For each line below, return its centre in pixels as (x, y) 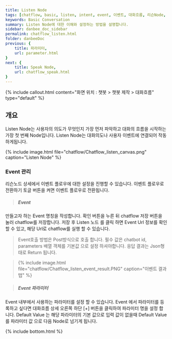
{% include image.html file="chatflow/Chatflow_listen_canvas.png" (76, 152)
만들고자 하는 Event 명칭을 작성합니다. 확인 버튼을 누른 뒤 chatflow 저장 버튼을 (84, 216)
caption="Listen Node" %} (33, 157)
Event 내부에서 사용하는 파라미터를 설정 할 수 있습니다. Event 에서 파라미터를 (82, 302)
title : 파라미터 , (31, 48)
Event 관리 (18, 172)
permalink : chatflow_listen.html (41, 34)
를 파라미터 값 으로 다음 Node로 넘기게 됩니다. (51, 321)
